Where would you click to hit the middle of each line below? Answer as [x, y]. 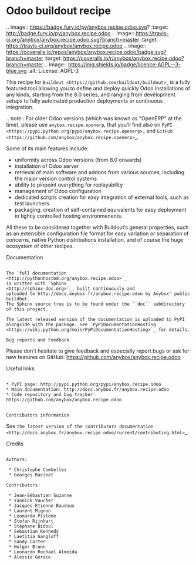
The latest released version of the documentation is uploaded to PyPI [95, 319]
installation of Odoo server [47, 166]
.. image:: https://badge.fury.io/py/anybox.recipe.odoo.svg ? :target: [87, 27]
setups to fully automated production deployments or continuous [85, 100]
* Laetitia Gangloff [34, 536]
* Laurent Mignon [30, 511]
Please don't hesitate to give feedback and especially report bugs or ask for [98, 351]
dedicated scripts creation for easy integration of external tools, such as [102, 197]
